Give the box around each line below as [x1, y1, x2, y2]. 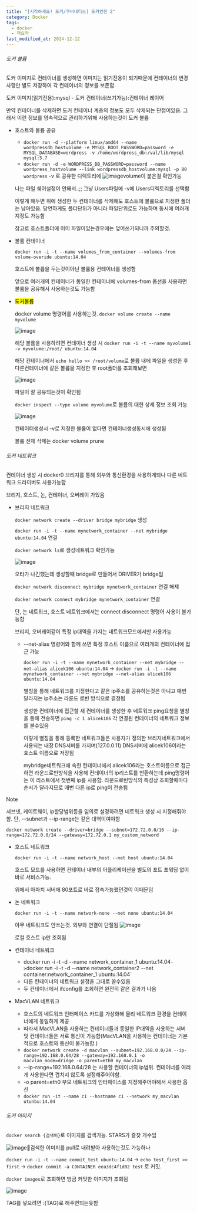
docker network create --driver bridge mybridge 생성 [14, 517, 147, 524]
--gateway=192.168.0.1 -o [81, 1053, 145, 1059]
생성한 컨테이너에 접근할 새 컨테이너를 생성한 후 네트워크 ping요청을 [23, 707, 179, 714]
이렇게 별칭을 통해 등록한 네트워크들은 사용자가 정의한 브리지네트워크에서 [23, 735, 191, 742]
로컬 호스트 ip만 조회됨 [14, 934, 66, 941]
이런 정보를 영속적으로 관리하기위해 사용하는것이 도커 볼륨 [16, 114, 149, 121]
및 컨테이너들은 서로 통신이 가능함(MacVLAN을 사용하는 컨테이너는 [23, 1033, 177, 1040]
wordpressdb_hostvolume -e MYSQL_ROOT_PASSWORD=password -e [23, 145, 174, 151]
